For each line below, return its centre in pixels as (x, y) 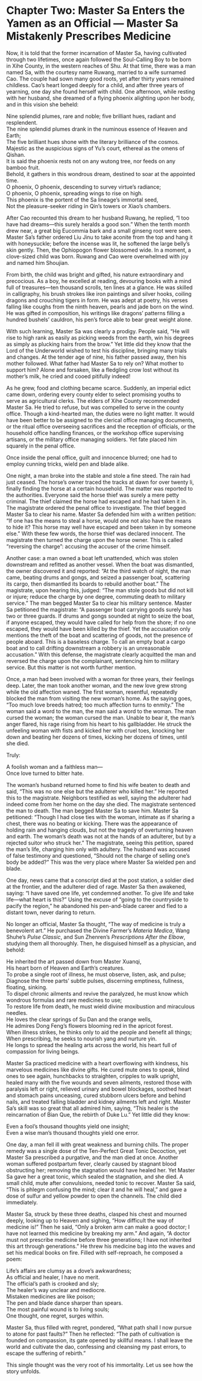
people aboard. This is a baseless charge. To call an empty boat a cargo (96, 641)
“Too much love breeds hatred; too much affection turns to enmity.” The (96, 705)
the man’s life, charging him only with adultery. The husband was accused (98, 849)
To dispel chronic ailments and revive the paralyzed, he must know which (97, 993)
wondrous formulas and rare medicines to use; (64, 1000)
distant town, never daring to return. (51, 912)
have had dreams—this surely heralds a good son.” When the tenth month (98, 224)
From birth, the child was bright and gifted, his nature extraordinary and (95, 274)
